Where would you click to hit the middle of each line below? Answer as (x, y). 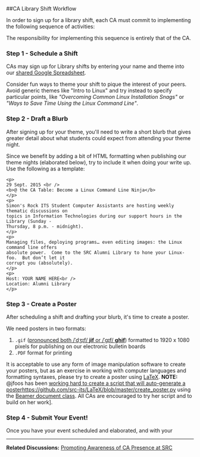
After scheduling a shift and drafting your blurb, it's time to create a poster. (98, 317)
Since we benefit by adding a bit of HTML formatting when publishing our (96, 156)
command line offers (32, 247)
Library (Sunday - (29, 221)
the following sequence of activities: (51, 27)
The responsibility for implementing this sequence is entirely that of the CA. (99, 38)
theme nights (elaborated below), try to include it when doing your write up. (99, 162)
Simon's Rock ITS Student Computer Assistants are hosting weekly (90, 206)
